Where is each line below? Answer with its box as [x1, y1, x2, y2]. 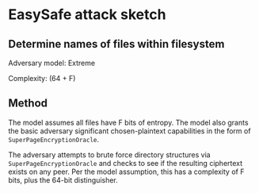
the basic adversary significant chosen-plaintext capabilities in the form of [8, 125, 251, 136]
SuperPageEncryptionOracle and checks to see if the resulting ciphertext [8, 158, 243, 168]
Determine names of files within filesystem [8, 37, 225, 51]
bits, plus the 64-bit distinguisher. [8, 175, 119, 184]
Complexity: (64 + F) [8, 74, 76, 83]
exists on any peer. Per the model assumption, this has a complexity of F [8, 167, 245, 176]
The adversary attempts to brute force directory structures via [8, 149, 211, 160]
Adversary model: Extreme [8, 58, 96, 68]
